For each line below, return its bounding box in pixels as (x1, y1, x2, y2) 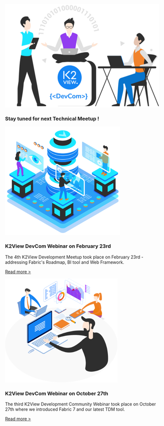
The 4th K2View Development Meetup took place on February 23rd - (5, 254, 143, 260)
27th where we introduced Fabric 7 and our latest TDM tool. (5, 406, 125, 412)
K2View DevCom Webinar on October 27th (5, 390, 108, 397)
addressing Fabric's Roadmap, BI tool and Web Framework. (5, 259, 124, 265)
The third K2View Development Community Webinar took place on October (5, 401, 156, 407)
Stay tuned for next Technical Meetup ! (5, 115, 99, 122)
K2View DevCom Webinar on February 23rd (5, 243, 111, 250)
